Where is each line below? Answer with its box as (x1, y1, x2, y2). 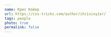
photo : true (4, 20, 28, 25)
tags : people (4, 16, 31, 21)
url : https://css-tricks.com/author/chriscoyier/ (4, 12, 107, 16)
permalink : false (4, 25, 40, 30)
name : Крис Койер (4, 7, 40, 12)
